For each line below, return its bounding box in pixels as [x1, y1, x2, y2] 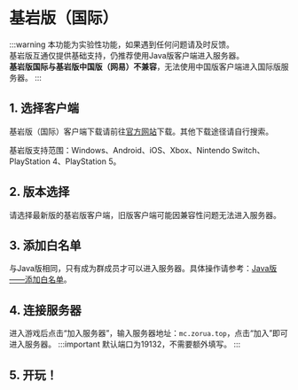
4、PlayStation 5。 [51, 156, 122, 167]
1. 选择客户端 [9, 101, 80, 116]
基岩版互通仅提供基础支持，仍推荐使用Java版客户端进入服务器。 [9, 50, 245, 60]
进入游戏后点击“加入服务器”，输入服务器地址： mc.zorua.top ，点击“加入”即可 [9, 328, 288, 339]
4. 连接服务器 [9, 302, 82, 317]
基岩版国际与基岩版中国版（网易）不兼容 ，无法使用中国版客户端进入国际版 [9, 61, 281, 72]
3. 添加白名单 [9, 238, 82, 253]
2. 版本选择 [9, 184, 70, 199]
